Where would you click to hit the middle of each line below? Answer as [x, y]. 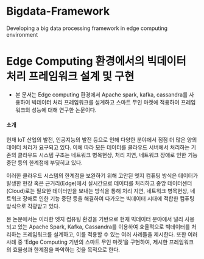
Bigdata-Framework [58, 11]
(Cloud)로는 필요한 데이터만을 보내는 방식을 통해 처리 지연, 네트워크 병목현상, [97, 191]
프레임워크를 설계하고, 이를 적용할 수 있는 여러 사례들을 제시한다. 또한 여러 [110, 235]
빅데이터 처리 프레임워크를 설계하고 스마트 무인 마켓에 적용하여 [105, 102]
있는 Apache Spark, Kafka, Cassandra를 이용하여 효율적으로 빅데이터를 [104, 227]
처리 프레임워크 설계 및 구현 [70, 77]
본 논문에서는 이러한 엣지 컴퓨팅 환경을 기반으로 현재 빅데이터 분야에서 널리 [95, 219]
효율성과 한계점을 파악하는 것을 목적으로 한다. [66, 250]
